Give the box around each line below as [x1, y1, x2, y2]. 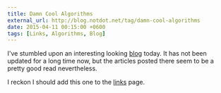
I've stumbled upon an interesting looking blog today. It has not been [7, 49, 207, 58]
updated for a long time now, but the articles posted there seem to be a [7, 57, 214, 66]
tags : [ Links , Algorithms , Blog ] [7, 30, 106, 37]
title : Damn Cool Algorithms [7, 10, 93, 18]
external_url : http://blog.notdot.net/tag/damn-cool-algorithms [7, 17, 201, 24]
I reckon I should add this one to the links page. [7, 78, 145, 87]
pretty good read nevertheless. [7, 64, 97, 73]
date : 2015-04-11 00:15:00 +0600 [7, 23, 106, 30]
